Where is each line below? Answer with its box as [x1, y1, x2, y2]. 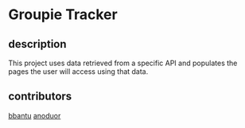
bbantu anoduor [8, 111, 61, 120]
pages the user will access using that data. [8, 67, 149, 76]
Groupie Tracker [8, 6, 118, 24]
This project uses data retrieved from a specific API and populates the [8, 58, 238, 68]
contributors [8, 90, 72, 103]
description [8, 37, 67, 51]
